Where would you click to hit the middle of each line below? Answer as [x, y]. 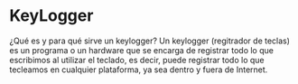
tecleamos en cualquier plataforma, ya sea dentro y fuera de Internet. [139, 70]
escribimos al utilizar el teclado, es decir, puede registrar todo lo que [137, 60]
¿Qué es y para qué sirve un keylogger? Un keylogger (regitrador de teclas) [150, 41]
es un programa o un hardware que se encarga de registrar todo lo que [141, 50]
